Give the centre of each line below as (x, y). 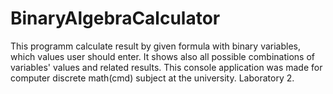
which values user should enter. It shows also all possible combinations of (162, 56)
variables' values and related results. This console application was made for (166, 67)
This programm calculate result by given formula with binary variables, (155, 46)
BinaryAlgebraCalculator (115, 18)
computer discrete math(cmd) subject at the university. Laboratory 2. (152, 78)
